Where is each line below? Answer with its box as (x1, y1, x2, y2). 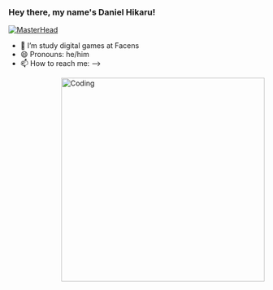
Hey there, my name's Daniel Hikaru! (8, 7, 156, 18)
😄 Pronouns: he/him (19, 50, 89, 59)
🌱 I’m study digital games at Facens (19, 41, 140, 51)
